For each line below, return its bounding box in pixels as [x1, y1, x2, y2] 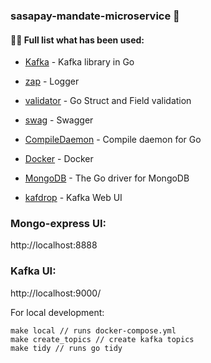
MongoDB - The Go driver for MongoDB [24, 172, 190, 184]
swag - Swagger [24, 114, 94, 126]
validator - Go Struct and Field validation [24, 95, 192, 107]
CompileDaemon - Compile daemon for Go [24, 134, 202, 146]
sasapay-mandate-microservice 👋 [10, 9, 180, 23]
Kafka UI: [10, 264, 57, 278]
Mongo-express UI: [10, 217, 107, 231]
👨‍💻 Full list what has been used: [10, 34, 145, 46]
